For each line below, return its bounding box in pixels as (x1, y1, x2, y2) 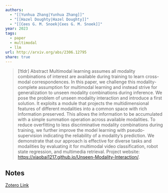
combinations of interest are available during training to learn (17, 74, 145, 80)
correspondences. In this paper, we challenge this (32, 79, 136, 85)
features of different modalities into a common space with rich (17, 106, 147, 112)
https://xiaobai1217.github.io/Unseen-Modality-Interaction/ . (17, 154, 140, 160)
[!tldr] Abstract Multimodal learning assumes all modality (17, 68, 135, 74)
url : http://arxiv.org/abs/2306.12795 (5, 50, 87, 55)
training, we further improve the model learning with (17, 127, 126, 133)
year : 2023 (5, 26, 28, 31)
